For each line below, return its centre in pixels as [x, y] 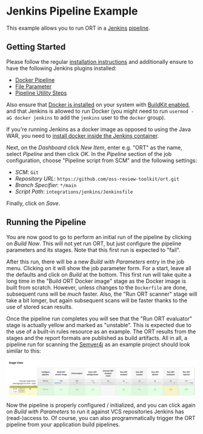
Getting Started [36, 47]
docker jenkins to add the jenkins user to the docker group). [90, 117]
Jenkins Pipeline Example [72, 11]
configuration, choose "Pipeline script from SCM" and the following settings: [102, 160]
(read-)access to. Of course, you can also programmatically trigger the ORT [101, 418]
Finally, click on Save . [33, 203]
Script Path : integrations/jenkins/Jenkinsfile [74, 191]
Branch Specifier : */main [46, 185]
